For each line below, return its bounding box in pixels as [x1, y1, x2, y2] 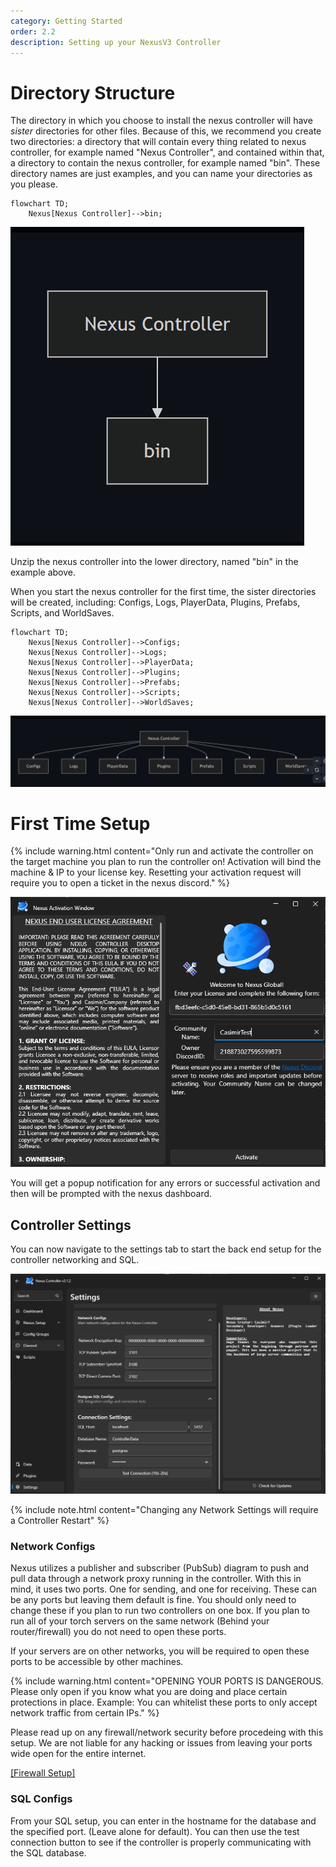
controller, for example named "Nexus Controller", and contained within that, [10, 146, 325, 159]
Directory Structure [10, 81, 176, 104]
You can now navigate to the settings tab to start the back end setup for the [10, 1243, 322, 1255]
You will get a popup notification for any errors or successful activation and [10, 1177, 321, 1189]
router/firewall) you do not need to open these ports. [10, 1626, 227, 1638]
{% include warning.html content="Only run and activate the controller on [10, 845, 314, 857]
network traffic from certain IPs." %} [10, 1707, 160, 1719]
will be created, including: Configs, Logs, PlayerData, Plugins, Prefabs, [10, 596, 301, 609]
